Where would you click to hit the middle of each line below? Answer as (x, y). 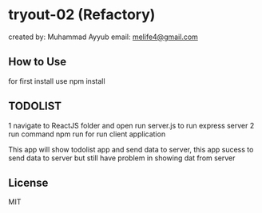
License (28, 182)
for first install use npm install (57, 81)
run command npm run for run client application (87, 134)
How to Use (38, 62)
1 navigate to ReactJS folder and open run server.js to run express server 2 (131, 125)
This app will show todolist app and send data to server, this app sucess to (131, 149)
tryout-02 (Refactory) (82, 15)
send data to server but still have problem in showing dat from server (122, 158)
